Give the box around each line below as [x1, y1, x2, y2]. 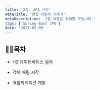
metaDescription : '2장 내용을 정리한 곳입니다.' [5, 16, 96, 21]
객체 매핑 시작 [12, 69, 39, 75]
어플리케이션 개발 [12, 80, 46, 86]
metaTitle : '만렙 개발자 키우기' [5, 12, 66, 17]
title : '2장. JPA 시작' [5, 7, 51, 12]
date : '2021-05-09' [5, 26, 46, 30]
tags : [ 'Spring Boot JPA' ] [5, 21, 61, 26]
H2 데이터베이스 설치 [12, 59, 53, 64]
